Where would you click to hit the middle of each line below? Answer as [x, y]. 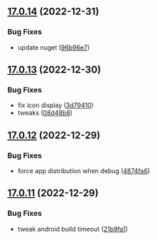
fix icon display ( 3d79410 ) [55, 105]
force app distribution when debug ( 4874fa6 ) [84, 171]
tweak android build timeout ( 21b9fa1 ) [73, 229]
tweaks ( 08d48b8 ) [45, 113]
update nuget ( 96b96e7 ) [54, 47]
